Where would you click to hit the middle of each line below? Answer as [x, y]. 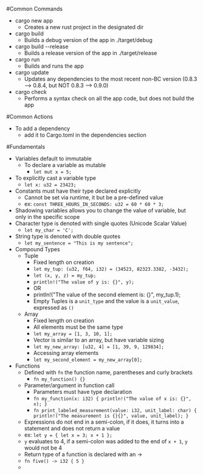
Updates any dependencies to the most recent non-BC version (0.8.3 [111, 79]
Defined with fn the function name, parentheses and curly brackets [108, 372]
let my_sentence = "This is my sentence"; [79, 243]
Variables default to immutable [53, 159]
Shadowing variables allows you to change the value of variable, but [101, 210]
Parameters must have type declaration [83, 392]
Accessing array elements [66, 353]
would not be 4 [43, 448]
